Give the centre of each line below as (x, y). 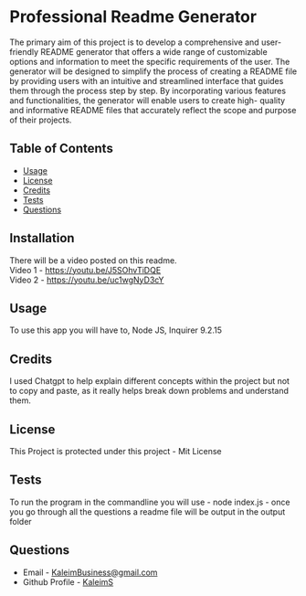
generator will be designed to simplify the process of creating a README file (153, 71)
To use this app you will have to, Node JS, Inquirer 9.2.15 (116, 330)
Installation (42, 238)
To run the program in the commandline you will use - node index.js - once (150, 502)
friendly (24, 51)
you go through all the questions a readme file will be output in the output (148, 511)
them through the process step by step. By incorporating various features (148, 90)
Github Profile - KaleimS (68, 581)
